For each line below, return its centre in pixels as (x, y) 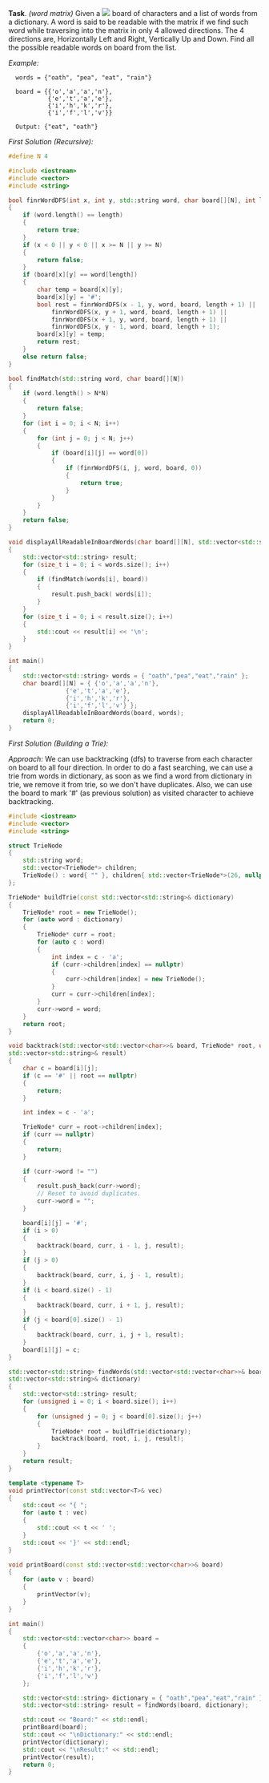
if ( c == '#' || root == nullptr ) (80, 1075)
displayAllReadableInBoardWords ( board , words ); (103, 714)
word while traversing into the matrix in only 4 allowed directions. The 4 (126, 30)
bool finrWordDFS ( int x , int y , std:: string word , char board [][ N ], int (132, 200)
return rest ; (59, 342)
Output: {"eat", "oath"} (57, 127)
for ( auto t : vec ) (55, 1513)
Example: (24, 63)
